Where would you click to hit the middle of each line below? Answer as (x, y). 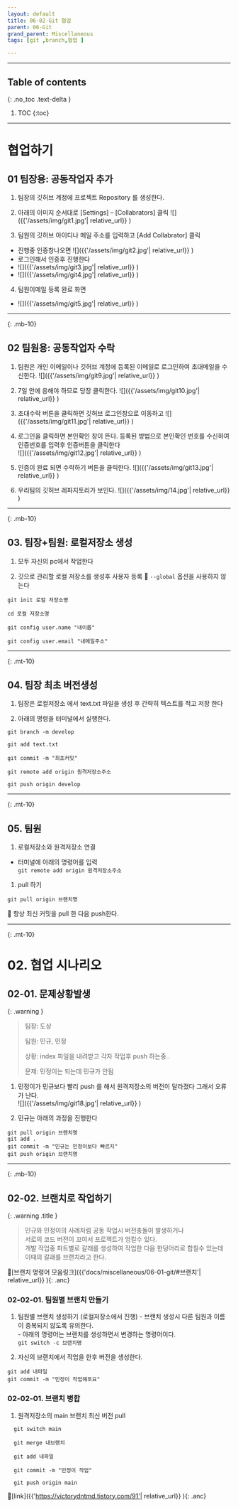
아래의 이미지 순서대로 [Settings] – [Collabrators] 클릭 (93, 212)
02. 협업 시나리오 (55, 966)
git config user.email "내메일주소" (58, 641)
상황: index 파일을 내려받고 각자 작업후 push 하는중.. (97, 1056)
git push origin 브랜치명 (42, 1154)
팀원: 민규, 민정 (46, 1041)
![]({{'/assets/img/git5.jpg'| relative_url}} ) (78, 304)
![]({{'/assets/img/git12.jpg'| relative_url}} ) (79, 453)
